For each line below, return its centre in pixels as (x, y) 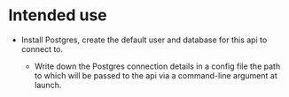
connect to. (42, 48)
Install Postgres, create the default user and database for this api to (144, 40)
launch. (48, 85)
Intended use (58, 15)
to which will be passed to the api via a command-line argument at (156, 75)
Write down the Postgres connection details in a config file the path (157, 66)
